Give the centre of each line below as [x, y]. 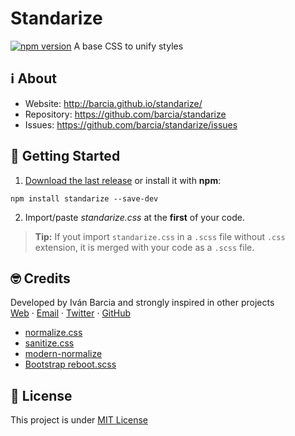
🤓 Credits [40, 278]
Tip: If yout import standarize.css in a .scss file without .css [160, 236]
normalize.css [53, 333]
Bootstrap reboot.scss [70, 364]
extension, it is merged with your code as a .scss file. [144, 247]
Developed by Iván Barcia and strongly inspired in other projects [142, 303]
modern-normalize [63, 354]
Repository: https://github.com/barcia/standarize [125, 114]
